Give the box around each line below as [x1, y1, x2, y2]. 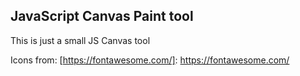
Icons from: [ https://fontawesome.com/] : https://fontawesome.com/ [10, 54, 290, 66]
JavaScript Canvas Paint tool [10, 8, 194, 25]
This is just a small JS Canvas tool [10, 34, 151, 46]
